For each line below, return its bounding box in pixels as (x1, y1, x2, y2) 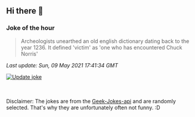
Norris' (20, 50, 38, 57)
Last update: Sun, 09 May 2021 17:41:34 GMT (6, 61, 118, 69)
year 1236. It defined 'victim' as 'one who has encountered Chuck (20, 44, 183, 51)
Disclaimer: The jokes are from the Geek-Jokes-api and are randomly (6, 97, 176, 104)
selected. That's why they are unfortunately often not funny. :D (6, 104, 160, 111)
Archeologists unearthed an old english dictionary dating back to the (20, 37, 190, 45)
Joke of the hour (6, 24, 55, 32)
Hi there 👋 (6, 6, 44, 16)
